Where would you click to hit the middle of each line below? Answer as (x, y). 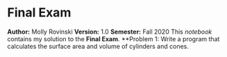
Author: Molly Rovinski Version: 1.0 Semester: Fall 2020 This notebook (110, 32)
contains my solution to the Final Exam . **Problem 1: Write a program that (113, 38)
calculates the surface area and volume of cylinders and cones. (98, 46)
